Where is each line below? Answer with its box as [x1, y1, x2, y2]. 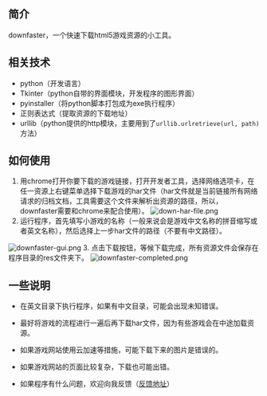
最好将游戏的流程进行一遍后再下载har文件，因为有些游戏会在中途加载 [19, 318, 248, 328]
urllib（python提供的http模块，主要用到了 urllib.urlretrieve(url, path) [19, 118, 260, 127]
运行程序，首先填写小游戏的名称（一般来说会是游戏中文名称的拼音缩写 [19, 216, 251, 225]
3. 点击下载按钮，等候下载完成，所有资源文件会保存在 [83, 243, 259, 253]
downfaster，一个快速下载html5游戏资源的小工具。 [8, 30, 176, 40]
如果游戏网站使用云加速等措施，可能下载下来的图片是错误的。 [19, 345, 223, 355]
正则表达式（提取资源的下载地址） [19, 108, 132, 118]
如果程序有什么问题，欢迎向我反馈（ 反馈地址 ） [19, 379, 174, 389]
